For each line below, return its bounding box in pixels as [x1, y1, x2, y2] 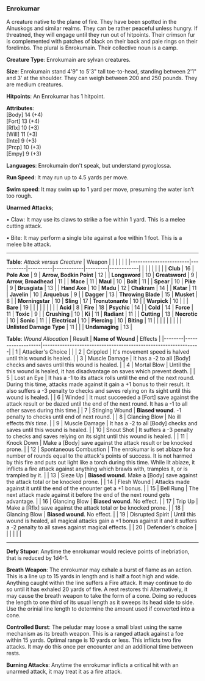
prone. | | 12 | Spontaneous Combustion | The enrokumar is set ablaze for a [6, 445, 195, 453]
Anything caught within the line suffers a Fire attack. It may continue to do [6, 579, 192, 587]
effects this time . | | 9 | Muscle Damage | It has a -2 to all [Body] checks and [6, 420, 198, 427]
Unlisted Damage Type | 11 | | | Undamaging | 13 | [6, 323, 132, 331]
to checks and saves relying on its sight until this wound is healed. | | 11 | [6, 433, 189, 440]
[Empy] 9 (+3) [6, 150, 41, 157]
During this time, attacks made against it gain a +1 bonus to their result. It [6, 381, 190, 388]
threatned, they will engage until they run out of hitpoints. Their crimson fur [6, 31, 195, 39]
